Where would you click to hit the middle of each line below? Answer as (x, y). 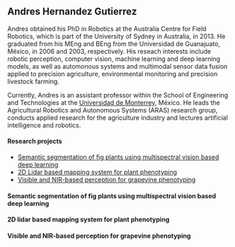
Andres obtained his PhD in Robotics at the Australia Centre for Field (107, 28)
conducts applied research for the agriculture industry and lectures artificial (118, 117)
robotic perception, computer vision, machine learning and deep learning (114, 59)
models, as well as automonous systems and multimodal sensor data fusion (117, 66)
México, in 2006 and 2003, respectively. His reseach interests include (109, 51)
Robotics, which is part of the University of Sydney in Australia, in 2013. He (116, 36)
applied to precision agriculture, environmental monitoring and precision (113, 74)
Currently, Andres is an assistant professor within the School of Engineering (118, 95)
